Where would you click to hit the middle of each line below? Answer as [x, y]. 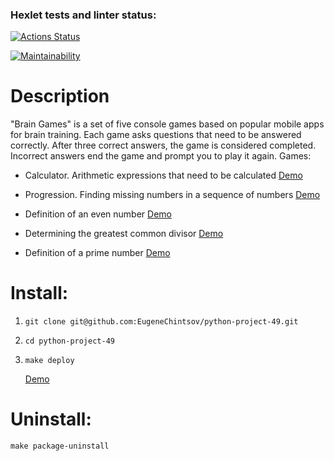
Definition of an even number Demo [98, 214]
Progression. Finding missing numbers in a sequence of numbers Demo [172, 195]
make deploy [49, 361]
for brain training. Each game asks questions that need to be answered [156, 135]
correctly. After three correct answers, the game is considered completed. [163, 145]
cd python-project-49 [69, 341]
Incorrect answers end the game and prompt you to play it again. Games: [161, 156]
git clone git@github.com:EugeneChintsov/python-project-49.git [161, 322]
